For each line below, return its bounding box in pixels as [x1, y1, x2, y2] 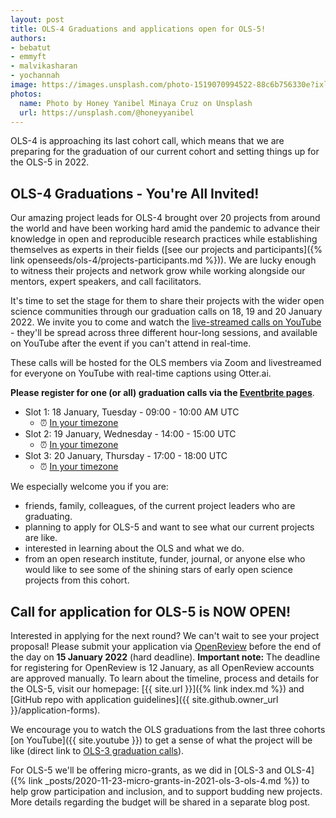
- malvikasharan [10, 61, 78, 71]
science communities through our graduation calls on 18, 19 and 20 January [10, 306, 323, 318]
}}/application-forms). [10, 704, 101, 716]
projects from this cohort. [24, 574, 130, 586]
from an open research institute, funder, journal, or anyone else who [24, 553, 306, 565]
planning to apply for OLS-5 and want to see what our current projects [24, 521, 315, 533]
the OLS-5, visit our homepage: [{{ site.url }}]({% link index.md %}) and [10, 683, 305, 695]
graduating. [24, 511, 73, 523]
